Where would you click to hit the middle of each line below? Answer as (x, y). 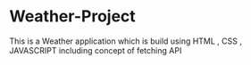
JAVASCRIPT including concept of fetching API (96, 50)
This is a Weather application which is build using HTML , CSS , (126, 41)
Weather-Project (72, 16)
